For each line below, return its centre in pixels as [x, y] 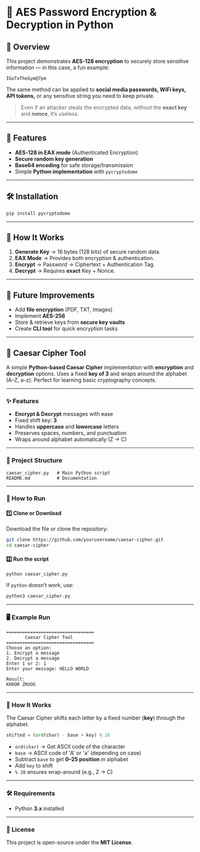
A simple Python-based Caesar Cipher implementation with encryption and [100, 367]
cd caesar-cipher [28, 545]
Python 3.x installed [39, 808]
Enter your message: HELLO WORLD [48, 669]
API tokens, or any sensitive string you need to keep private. [80, 96]
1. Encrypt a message [33, 653]
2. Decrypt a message [33, 658]
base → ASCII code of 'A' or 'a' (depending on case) [78, 753]
